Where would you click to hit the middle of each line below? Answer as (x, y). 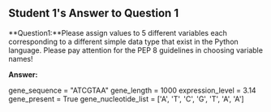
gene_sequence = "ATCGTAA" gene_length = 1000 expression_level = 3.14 (133, 90)
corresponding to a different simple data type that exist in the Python (124, 41)
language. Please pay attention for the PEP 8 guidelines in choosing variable (136, 50)
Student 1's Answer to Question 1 (94, 13)
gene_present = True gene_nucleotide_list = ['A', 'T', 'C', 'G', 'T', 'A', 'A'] (127, 99)
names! (21, 58)
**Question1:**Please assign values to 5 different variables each (118, 32)
